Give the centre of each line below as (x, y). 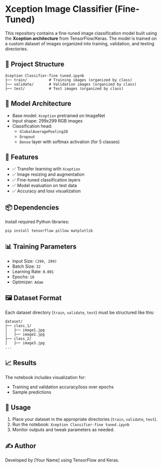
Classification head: (32, 126)
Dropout (27, 137)
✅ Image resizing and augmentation (48, 174)
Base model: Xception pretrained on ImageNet (58, 115)
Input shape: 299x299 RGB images (47, 121)
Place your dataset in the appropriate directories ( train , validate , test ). (85, 419)
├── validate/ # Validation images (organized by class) (71, 84)
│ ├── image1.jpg (25, 330)
